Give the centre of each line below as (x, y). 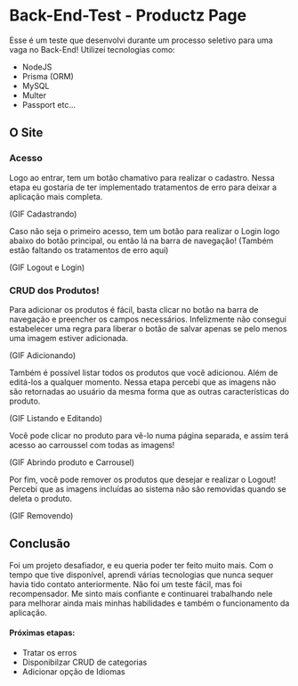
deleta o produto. (41, 498)
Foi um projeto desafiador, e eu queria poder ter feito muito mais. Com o (141, 565)
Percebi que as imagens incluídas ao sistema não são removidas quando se (148, 489)
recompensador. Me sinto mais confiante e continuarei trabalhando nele (141, 593)
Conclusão (40, 544)
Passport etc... (49, 104)
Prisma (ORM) (48, 76)
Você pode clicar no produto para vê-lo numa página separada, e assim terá (149, 435)
